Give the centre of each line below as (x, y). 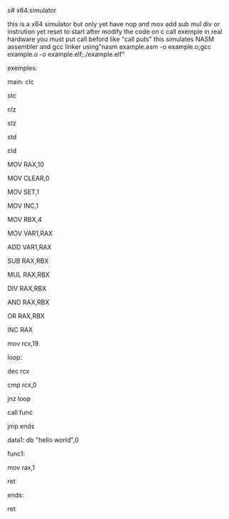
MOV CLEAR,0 (28, 178)
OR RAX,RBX (26, 316)
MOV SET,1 (23, 192)
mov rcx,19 (23, 343)
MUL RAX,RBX (28, 274)
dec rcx (18, 371)
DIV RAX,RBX (27, 288)
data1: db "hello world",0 (43, 440)
